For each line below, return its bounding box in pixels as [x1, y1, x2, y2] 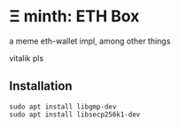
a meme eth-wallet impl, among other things [9, 36, 171, 46]
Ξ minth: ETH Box [9, 6, 140, 27]
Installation [9, 78, 73, 94]
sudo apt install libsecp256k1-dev [9, 109, 141, 119]
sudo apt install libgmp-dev [9, 102, 117, 111]
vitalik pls [9, 52, 44, 63]
